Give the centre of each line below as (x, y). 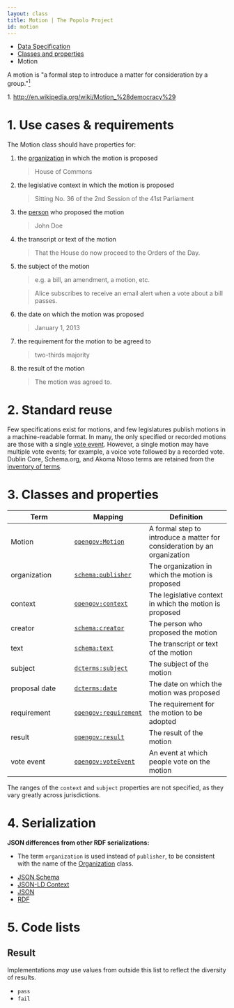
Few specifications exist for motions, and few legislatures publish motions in (117, 429)
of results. (22, 977)
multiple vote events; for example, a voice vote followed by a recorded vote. (116, 452)
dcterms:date (96, 688)
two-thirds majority (62, 355)
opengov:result (99, 737)
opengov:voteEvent (105, 761)
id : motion (23, 27)
